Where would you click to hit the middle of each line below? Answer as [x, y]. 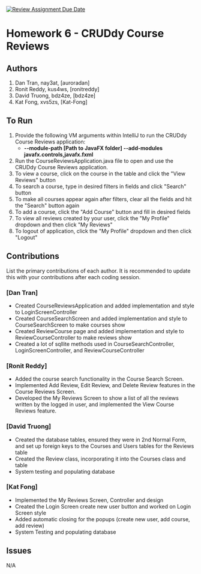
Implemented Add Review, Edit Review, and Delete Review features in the [105, 385]
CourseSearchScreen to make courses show [70, 325]
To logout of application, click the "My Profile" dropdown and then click [103, 231]
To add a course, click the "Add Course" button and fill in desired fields [103, 212]
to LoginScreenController [46, 312]
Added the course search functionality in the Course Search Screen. [99, 379]
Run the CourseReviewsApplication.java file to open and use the [94, 161]
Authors [22, 68]
